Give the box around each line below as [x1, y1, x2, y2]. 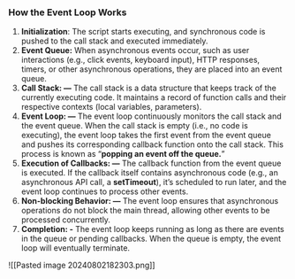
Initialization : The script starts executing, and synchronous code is [20, 27, 266, 37]
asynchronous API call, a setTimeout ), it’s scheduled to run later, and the [20, 177, 287, 188]
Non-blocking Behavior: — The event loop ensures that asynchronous [20, 196, 279, 206]
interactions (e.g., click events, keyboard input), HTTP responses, [20, 55, 261, 66]
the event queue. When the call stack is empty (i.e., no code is [20, 120, 248, 131]
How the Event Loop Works [8, 6, 127, 19]
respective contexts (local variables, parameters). [20, 102, 202, 112]
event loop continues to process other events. [20, 186, 189, 197]
